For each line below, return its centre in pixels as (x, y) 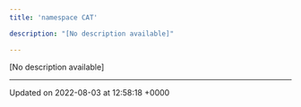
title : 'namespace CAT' (54, 17)
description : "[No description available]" (92, 33)
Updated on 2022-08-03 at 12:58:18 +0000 (90, 92)
